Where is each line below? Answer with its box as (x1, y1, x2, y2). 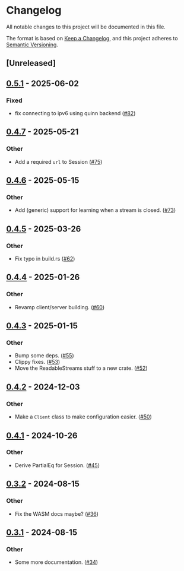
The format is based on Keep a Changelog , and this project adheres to (6, 34, 178, 42)
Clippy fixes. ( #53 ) (14, 359, 61, 366)
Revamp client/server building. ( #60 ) (14, 303, 105, 310)
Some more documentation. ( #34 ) (14, 559, 99, 566)
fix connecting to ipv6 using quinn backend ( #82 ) (14, 110, 136, 117)
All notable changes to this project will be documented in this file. (6, 23, 166, 30)
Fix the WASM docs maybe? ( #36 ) (14, 510, 99, 517)
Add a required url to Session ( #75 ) (14, 158, 103, 165)
